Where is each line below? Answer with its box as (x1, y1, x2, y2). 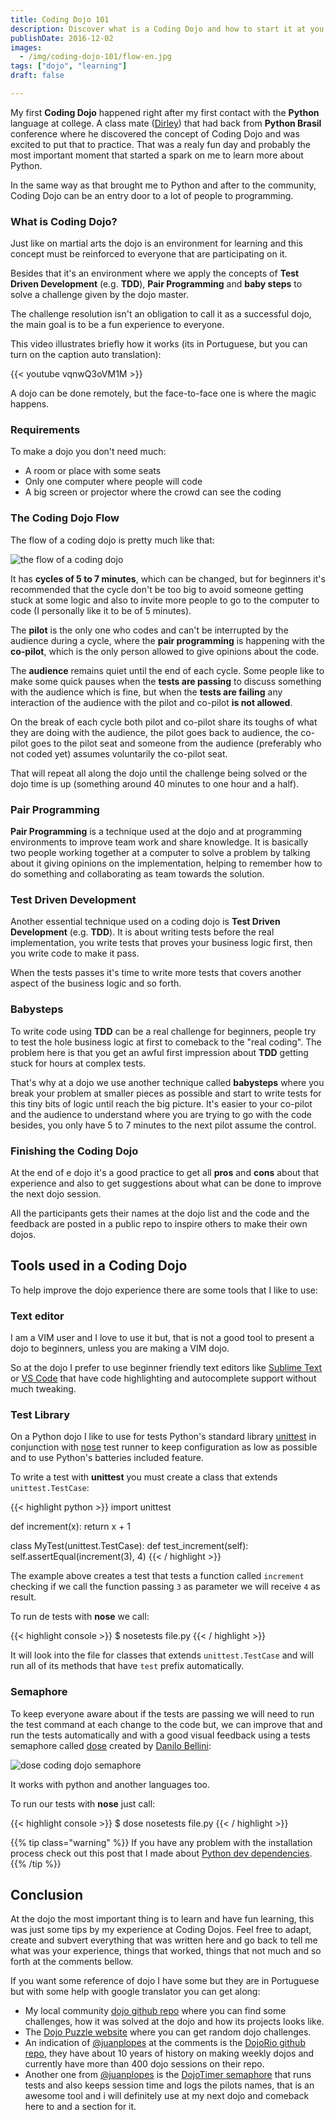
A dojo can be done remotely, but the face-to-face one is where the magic (10, 387, 317, 400)
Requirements (10, 423, 81, 437)
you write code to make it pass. (10, 947, 140, 960)
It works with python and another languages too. (10, 1778, 211, 1790)
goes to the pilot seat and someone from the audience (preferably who (30, 737, 322, 749)
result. (10, 1591, 37, 1603)
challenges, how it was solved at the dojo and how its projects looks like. (24, 2016, 325, 2028)
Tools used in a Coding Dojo (10, 1257, 188, 1275)
